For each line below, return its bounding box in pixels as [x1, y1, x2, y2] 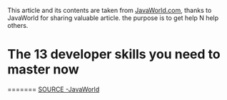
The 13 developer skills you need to [7, 46, 221, 63]
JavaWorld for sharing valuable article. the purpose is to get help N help [7, 14, 219, 22]
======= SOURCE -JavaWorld [7, 85, 100, 94]
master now [7, 61, 80, 78]
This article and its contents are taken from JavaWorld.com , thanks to [7, 6, 212, 14]
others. [7, 21, 29, 29]
